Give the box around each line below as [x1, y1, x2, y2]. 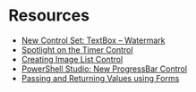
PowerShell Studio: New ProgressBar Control [21, 63, 188, 74]
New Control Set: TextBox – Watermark [21, 35, 166, 46]
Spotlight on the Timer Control [21, 44, 133, 54]
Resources [8, 5, 90, 26]
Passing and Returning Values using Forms [21, 72, 180, 83]
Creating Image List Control [21, 54, 124, 64]
